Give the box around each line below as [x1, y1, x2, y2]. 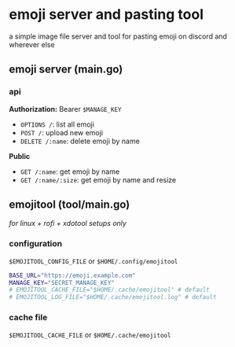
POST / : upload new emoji [20, 127, 104, 137]
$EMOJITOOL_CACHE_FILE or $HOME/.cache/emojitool [9, 330, 171, 339]
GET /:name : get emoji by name [20, 167, 120, 176]
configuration [9, 238, 63, 249]
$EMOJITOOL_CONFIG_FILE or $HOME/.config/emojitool [9, 256, 178, 265]
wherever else [9, 39, 55, 49]
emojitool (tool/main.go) [9, 198, 130, 212]
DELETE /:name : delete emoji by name [20, 136, 140, 146]
